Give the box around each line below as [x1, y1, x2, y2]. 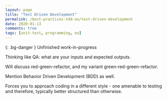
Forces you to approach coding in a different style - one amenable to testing [5, 83, 162, 89]
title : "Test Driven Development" [5, 12, 77, 17]
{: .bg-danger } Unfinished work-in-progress [5, 44, 97, 50]
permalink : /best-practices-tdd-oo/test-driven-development [5, 16, 133, 21]
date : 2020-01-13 [5, 21, 41, 26]
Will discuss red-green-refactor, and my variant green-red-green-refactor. [5, 63, 158, 69]
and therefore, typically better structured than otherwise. [5, 88, 122, 94]
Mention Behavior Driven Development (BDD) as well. [5, 73, 115, 79]
